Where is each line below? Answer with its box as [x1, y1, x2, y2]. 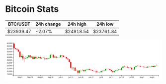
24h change [35, 21, 61, 27]
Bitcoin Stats [5, 3, 59, 15]
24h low [96, 21, 114, 27]
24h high [67, 21, 87, 27]
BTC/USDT [8, 21, 31, 27]
